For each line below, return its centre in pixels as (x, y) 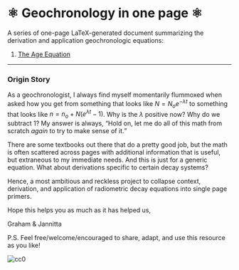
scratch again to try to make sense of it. (66, 131)
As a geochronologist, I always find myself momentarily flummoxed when (115, 95)
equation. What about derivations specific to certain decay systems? (108, 167)
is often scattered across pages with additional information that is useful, (114, 152)
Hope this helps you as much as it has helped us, (79, 210)
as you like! (24, 245)
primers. (20, 197)
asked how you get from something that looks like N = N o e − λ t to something (118, 104)
